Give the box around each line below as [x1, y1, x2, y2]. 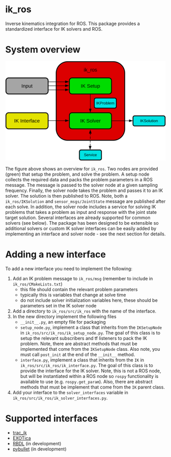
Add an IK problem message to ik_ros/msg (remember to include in [12, 275, 153, 281]
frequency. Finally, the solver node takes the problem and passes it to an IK [5, 187, 163, 194]
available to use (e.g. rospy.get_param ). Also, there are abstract [20, 378, 153, 384]
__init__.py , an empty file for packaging [20, 319, 106, 325]
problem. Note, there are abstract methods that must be [20, 341, 137, 347]
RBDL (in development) [12, 440, 62, 446]
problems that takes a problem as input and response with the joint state [5, 209, 157, 215]
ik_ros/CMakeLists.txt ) [12, 281, 63, 287]
